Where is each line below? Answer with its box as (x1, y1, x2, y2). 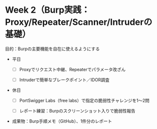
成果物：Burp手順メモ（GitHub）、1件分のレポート (12, 118, 112, 124)
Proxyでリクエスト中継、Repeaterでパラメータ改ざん (19, 66, 126, 72)
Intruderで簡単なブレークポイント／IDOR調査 (19, 77, 110, 83)
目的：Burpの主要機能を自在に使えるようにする (5, 46, 100, 52)
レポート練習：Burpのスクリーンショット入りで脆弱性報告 (19, 108, 136, 114)
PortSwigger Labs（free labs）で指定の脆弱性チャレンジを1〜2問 (19, 98, 150, 104)
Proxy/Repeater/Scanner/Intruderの (5, 17, 152, 28)
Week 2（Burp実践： (5, 4, 90, 16)
